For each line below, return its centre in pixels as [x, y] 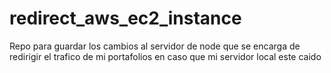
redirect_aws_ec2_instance [125, 18]
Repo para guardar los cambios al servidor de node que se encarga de [155, 46]
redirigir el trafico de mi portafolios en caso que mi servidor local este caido [165, 56]
